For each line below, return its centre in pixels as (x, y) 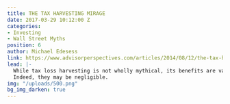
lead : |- (20, 64)
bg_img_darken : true (37, 90)
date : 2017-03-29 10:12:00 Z (49, 20)
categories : (24, 26)
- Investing (24, 32)
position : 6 (24, 45)
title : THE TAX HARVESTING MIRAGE (56, 13)
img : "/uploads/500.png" (42, 83)
